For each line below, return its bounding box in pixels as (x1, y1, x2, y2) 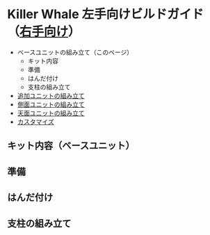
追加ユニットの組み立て (17, 91, 85, 99)
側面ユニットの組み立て (17, 100, 85, 108)
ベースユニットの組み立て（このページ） (17, 48, 134, 56)
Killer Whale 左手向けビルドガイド (7, 6, 204, 22)
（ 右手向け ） (7, 24, 81, 40)
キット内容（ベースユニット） (7, 140, 135, 152)
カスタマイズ (17, 117, 54, 126)
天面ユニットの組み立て (17, 108, 85, 117)
